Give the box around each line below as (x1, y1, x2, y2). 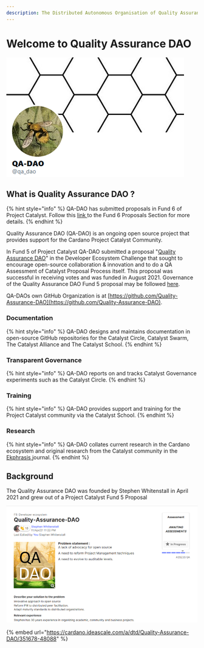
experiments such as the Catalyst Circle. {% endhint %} (6, 376, 146, 383)
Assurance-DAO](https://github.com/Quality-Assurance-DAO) (6, 299, 161, 306)
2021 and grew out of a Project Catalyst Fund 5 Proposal (6, 493, 148, 501)
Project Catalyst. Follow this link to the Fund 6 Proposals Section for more (6, 212, 190, 219)
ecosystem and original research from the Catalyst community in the (6, 447, 178, 455)
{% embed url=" (6, 629, 47, 636)
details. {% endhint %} (6, 218, 63, 225)
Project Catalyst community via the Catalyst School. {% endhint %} (6, 411, 174, 419)
